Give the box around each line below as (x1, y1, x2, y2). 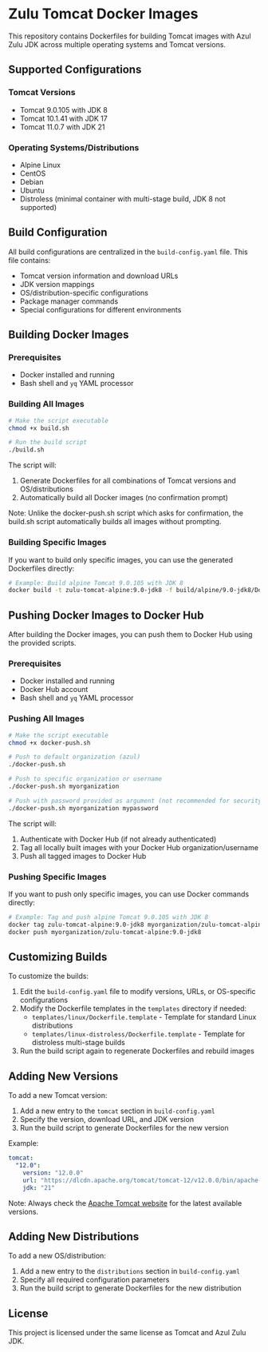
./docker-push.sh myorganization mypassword (8, 804, 159, 812)
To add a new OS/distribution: (8, 1251, 106, 1261)
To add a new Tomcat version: (8, 1091, 108, 1100)
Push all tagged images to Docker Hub (19, 851, 147, 861)
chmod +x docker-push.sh (8, 738, 91, 747)
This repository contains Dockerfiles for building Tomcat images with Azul (8, 31, 251, 41)
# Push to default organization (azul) (8, 753, 141, 761)
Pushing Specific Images (8, 871, 107, 882)
